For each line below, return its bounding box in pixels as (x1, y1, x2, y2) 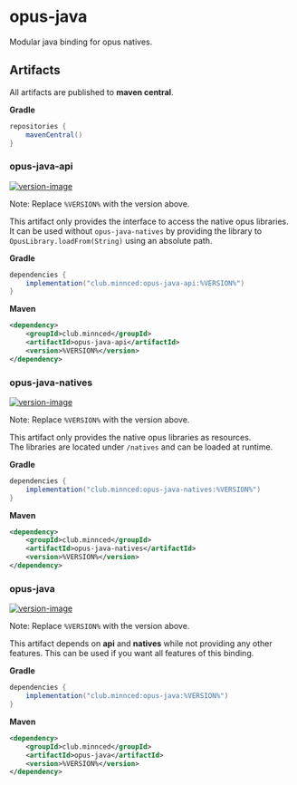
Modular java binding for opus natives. (9, 36, 153, 47)
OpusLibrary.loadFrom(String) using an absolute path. (9, 235, 213, 246)
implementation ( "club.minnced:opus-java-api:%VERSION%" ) (25, 278, 245, 287)
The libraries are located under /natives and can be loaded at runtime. (9, 441, 273, 452)
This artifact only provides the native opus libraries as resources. (9, 431, 252, 442)
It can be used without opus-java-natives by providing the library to (9, 225, 263, 237)
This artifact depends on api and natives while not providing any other (9, 638, 273, 649)
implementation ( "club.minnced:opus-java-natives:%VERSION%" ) (25, 485, 261, 494)
